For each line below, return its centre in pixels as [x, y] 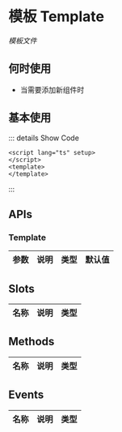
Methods [32, 342]
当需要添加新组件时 [52, 89]
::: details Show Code [44, 138]
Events [26, 395]
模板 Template [57, 17]
